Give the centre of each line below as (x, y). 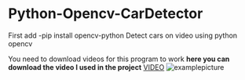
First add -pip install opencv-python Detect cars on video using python (123, 35)
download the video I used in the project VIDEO (86, 67)
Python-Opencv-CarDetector (106, 14)
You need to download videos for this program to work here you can (119, 59)
